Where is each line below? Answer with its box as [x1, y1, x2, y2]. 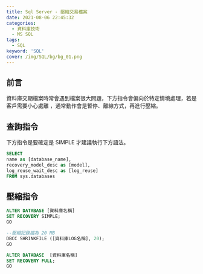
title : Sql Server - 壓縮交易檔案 [6, 8, 88, 15]
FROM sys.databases [6, 173, 56, 179]
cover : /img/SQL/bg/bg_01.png [6, 54, 83, 60]
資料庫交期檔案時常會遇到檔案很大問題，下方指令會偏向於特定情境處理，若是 [6, 95, 197, 102]
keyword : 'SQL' [6, 48, 45, 54]
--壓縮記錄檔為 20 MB [6, 230, 56, 236]
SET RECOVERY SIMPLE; [6, 214, 61, 220]
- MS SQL [11, 31, 34, 37]
